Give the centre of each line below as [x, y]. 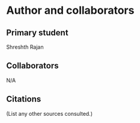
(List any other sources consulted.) [50, 113]
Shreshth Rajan [25, 47]
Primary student [37, 33]
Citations [24, 99]
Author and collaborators [70, 10]
